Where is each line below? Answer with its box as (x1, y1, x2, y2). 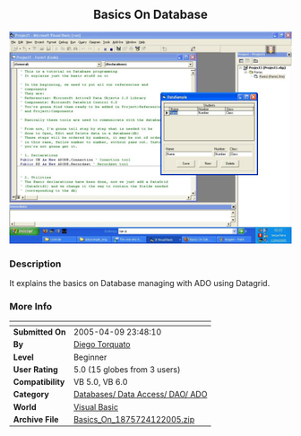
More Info (9, 301, 53, 313)
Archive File (13, 414, 59, 424)
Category (13, 389, 49, 400)
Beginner (73, 352, 107, 362)
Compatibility (13, 377, 65, 388)
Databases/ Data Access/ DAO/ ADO (73, 389, 208, 400)
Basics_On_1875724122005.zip (73, 414, 195, 424)
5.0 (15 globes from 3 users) (73, 363, 181, 375)
